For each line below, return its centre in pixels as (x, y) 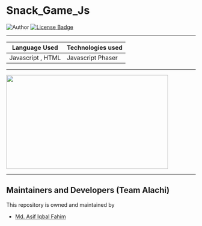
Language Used (35, 47)
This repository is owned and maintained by (60, 204)
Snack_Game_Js (48, 11)
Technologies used (95, 47)
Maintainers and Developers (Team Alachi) (88, 190)
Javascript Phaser (93, 58)
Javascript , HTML (35, 58)
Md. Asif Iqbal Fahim (40, 216)
